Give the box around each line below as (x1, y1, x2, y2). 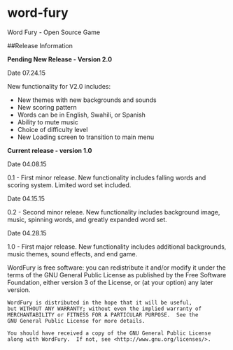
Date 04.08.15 (7, 159, 47, 168)
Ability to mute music (17, 117, 79, 126)
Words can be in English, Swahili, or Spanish (17, 110, 146, 119)
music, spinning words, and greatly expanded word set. (7, 215, 168, 224)
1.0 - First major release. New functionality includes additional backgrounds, (7, 242, 227, 251)
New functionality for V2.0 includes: (7, 82, 111, 90)
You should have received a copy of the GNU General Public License (7, 330, 211, 337)
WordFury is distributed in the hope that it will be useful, (7, 299, 192, 306)
